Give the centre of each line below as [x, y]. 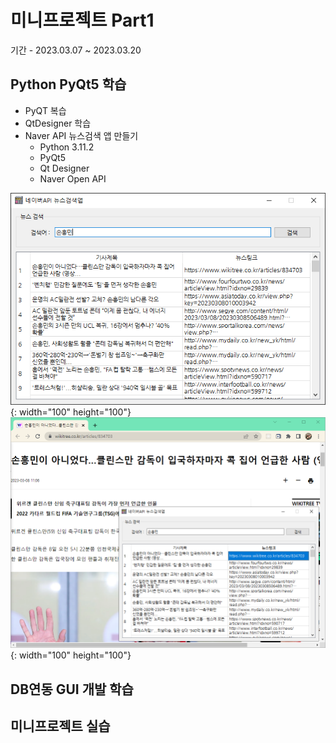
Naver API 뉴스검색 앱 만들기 [81, 135]
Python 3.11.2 [67, 147]
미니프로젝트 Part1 [82, 20]
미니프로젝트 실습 [60, 726]
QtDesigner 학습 [58, 123]
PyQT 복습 [45, 110]
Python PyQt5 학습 [68, 84]
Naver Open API [73, 178]
